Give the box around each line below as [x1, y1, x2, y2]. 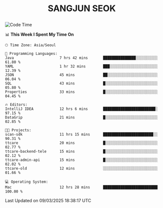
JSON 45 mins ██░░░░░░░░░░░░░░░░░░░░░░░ [5, 72, 158, 78]
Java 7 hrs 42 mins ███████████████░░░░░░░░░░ [5, 55, 158, 61]
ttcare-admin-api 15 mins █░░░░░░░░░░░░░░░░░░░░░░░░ [5, 157, 158, 163]
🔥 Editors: [5, 103, 28, 107]
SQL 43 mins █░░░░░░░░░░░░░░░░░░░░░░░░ [5, 81, 158, 86]
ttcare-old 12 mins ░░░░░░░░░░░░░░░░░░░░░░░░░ [5, 166, 158, 171]
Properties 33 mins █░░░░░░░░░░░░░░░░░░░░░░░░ [5, 89, 158, 95]
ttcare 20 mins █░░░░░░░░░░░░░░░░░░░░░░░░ [5, 140, 158, 146]
